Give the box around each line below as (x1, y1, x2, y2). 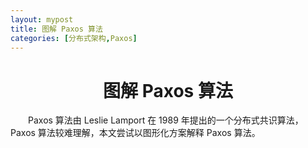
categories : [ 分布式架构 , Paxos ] (10, 33, 138, 43)
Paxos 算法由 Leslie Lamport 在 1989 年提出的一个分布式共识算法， (28, 114, 304, 126)
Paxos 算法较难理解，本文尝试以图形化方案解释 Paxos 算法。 (10, 127, 261, 139)
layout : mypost (10, 14, 74, 25)
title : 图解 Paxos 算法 (10, 24, 103, 34)
